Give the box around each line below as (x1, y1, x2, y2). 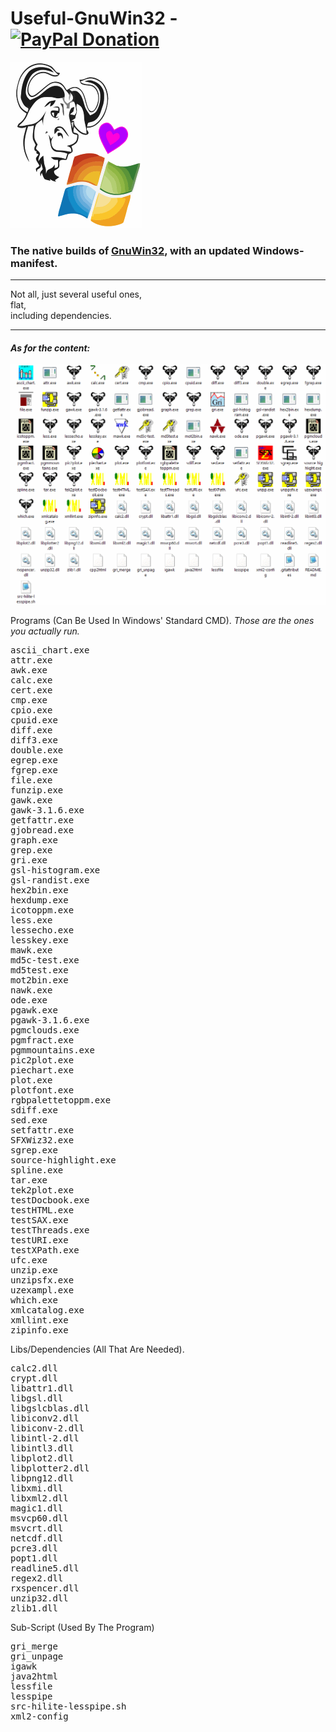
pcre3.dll (10, 1542, 58, 1554)
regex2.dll (10, 1572, 64, 1584)
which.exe (10, 1294, 58, 1306)
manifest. (10, 256, 58, 270)
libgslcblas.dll (10, 1402, 90, 1414)
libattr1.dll (10, 1382, 75, 1394)
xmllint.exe (10, 1314, 69, 1326)
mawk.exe (10, 944, 53, 956)
